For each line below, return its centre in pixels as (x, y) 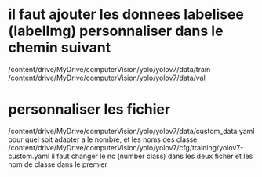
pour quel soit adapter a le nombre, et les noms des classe (103, 139)
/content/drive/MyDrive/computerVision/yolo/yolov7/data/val (107, 78)
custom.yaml (29, 156)
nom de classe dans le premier (58, 164)
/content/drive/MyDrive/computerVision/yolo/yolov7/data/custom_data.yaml (131, 131)
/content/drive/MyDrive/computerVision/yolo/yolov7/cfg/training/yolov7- (126, 147)
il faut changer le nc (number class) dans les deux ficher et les (152, 156)
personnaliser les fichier (89, 109)
